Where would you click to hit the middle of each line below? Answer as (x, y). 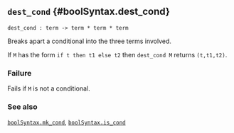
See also (22, 107)
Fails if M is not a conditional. (49, 88)
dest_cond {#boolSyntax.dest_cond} (89, 12)
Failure (20, 73)
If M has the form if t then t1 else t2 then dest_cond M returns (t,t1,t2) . (117, 54)
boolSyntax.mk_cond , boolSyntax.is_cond (67, 122)
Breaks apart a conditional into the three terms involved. (90, 41)
